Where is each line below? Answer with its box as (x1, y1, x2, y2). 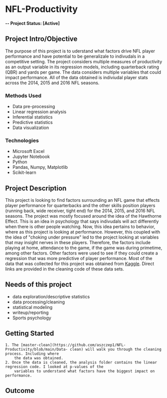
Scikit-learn (12, 169, 36, 175)
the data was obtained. (14, 355, 64, 361)
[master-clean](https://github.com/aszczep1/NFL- (20, 342, 126, 347)
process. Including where (5, 351, 59, 356)
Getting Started (5, 329, 54, 338)
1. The (5, 342, 19, 347)
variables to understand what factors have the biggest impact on (14, 369, 155, 374)
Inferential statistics (12, 114, 53, 120)
